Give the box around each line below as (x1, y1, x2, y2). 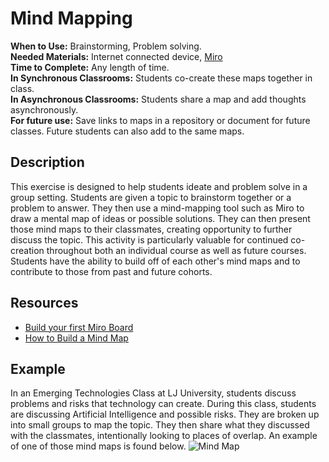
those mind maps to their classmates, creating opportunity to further (10, 223, 293, 235)
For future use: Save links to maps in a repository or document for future (10, 114, 311, 126)
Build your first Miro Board (24, 321, 134, 333)
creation (10, 244, 45, 256)
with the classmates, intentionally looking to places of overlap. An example (10, 430, 318, 442)
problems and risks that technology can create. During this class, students (10, 398, 317, 410)
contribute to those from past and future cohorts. (10, 265, 213, 277)
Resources (10, 295, 79, 312)
